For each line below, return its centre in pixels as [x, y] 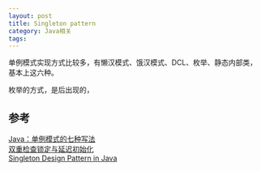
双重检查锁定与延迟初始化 [51, 149]
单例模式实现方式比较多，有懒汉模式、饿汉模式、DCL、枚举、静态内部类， [133, 62]
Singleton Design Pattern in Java [63, 158]
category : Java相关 [40, 31]
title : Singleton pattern [52, 24]
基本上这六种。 [33, 73]
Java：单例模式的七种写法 [52, 139]
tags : [17, 38]
